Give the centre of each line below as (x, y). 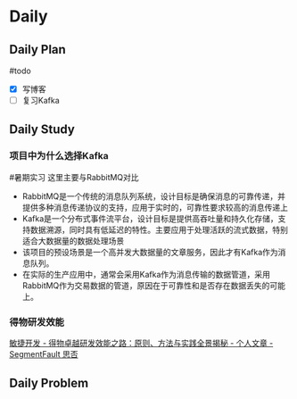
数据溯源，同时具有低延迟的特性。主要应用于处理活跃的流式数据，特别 (159, 229)
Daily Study (42, 129)
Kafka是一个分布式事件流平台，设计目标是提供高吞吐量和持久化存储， (150, 218)
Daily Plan (38, 50)
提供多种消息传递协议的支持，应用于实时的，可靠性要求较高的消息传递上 (155, 207)
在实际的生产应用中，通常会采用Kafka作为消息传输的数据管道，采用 (146, 274)
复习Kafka (41, 101)
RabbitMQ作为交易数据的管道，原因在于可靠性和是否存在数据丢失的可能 (154, 285)
